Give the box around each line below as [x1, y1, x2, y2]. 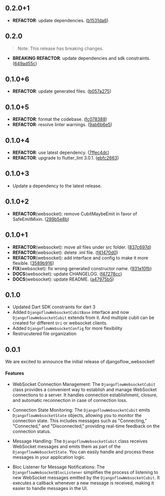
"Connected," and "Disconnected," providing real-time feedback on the [12, 423, 160, 429]
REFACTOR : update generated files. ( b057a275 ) [12, 88, 111, 95]
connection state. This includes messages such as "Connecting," [12, 418, 147, 424]
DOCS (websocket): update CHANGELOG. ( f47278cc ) [12, 271, 122, 277]
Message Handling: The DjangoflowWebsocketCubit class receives [12, 438, 148, 444]
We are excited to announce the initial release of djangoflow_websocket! [5, 359, 155, 365]
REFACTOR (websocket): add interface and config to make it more [12, 255, 148, 261]
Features [5, 370, 24, 376]
